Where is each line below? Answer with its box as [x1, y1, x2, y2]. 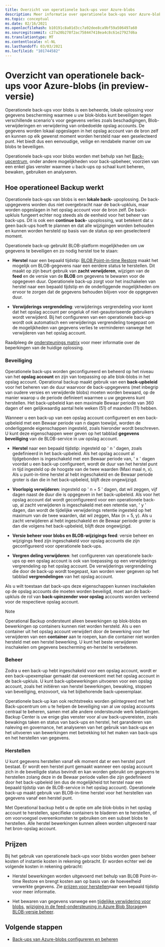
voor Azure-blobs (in [23, 80, 110, 91]
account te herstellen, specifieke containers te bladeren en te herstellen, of [5, 810, 157, 816]
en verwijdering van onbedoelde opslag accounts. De [36, 123, 145, 129]
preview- [111, 80, 149, 91]
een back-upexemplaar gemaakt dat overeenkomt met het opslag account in [5, 673, 160, 679]
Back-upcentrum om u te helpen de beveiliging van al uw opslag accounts [5, 703, 155, 709]
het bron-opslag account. [5, 826, 57, 832]
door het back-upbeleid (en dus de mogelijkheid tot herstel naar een [5, 779, 143, 785]
